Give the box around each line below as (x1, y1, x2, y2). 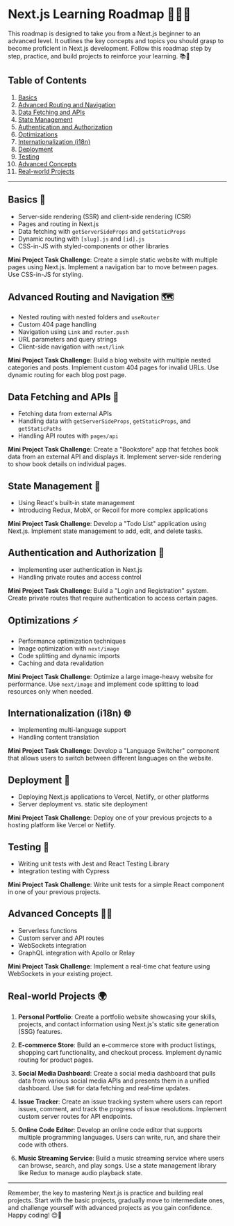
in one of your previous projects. (8, 888, 101, 896)
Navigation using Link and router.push (17, 328, 129, 336)
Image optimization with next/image (17, 644, 120, 653)
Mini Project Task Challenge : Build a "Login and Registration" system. (8, 586, 209, 594)
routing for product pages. (17, 1056, 94, 1064)
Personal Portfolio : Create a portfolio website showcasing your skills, (17, 1012, 217, 1021)
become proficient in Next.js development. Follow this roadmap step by (8, 44, 212, 52)
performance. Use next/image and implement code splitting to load (8, 680, 199, 688)
